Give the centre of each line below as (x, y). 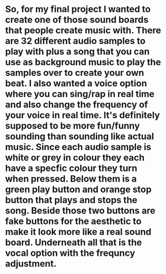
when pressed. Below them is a (71, 179)
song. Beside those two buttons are (80, 211)
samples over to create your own (74, 73)
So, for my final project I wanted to (78, 9)
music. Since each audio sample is (78, 147)
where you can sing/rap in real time (80, 94)
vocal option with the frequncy (70, 253)
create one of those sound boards (77, 20)
